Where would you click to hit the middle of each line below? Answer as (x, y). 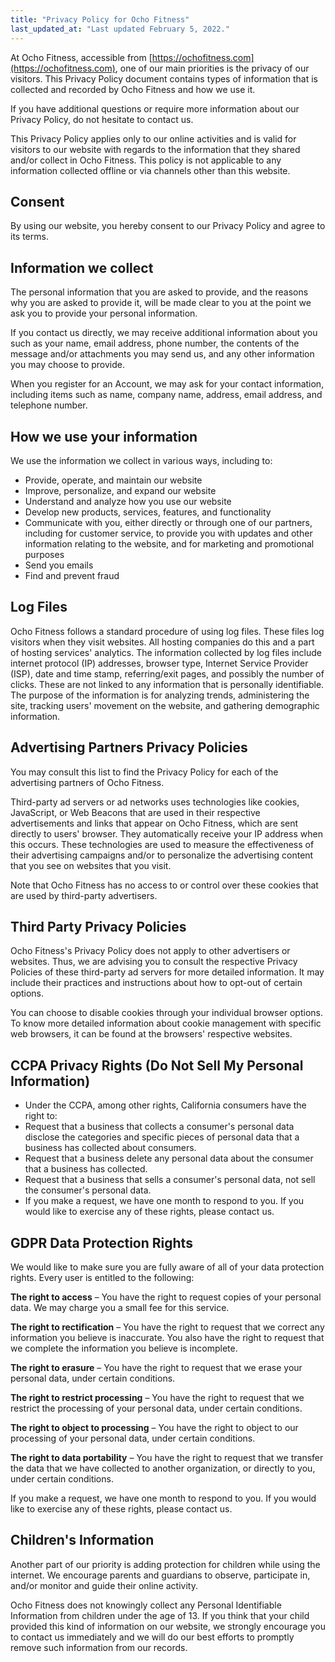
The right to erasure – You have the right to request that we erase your (156, 1367)
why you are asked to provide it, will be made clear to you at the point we (161, 303)
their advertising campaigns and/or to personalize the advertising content (162, 855)
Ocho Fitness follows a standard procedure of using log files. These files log (167, 631)
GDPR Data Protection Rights (101, 1242)
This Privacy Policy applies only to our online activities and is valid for (153, 138)
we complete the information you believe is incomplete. (124, 1348)
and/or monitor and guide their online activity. (104, 1585)
